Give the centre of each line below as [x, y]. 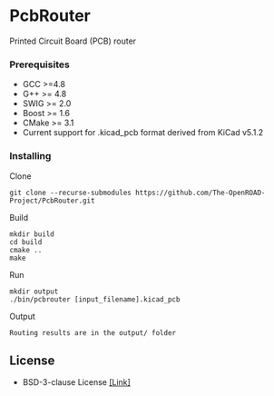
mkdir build [32, 234]
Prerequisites [39, 64]
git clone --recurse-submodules [70, 193]
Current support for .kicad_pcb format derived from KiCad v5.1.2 [143, 133]
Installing [30, 156]
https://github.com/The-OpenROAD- [200, 193]
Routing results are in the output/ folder [93, 332]
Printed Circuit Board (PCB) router [73, 41]
